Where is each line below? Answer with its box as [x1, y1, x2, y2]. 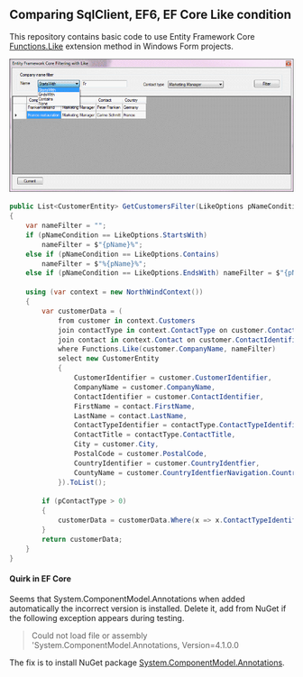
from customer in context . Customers [57, 316, 196, 325]
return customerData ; [41, 535, 124, 544]
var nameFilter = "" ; [25, 221, 106, 231]
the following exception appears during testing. [9, 612, 185, 623]
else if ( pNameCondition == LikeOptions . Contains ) [25, 250, 220, 259]
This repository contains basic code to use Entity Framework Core [9, 31, 255, 41]
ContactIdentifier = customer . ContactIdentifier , [73, 392, 264, 401]
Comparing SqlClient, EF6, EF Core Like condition [9, 7, 291, 23]
